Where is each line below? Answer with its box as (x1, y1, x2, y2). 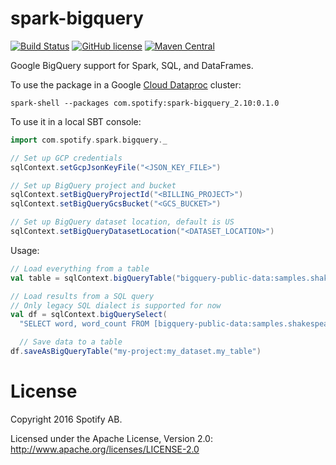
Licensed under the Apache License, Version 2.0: (10, 432, 213, 444)
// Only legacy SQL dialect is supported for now (10, 300, 222, 311)
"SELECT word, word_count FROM (19, 319, 150, 329)
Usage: (10, 244, 40, 256)
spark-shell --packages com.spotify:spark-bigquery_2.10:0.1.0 (10, 98, 280, 108)
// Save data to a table (19, 337, 123, 347)
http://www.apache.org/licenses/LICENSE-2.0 (10, 443, 200, 455)
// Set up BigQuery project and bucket (10, 180, 177, 191)
